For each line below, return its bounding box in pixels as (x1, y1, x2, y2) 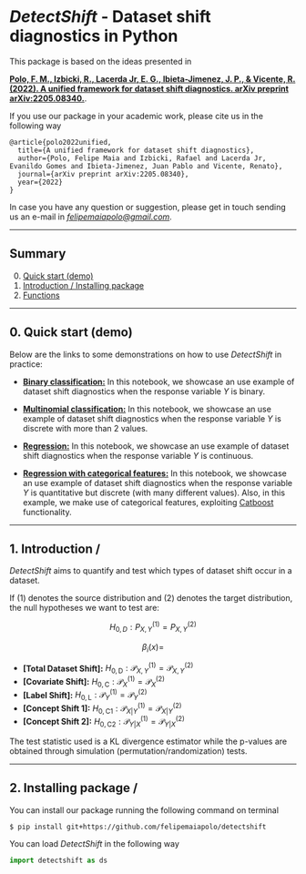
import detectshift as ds (9, 856, 107, 865)
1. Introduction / (9, 541, 101, 556)
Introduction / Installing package (22, 279, 145, 290)
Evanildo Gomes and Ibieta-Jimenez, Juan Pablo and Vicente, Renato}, (9, 161, 283, 170)
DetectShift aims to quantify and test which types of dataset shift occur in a (9, 565, 293, 576)
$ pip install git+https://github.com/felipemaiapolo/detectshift (9, 822, 267, 831)
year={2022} (17, 178, 64, 187)
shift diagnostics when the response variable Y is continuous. (22, 450, 254, 461)
